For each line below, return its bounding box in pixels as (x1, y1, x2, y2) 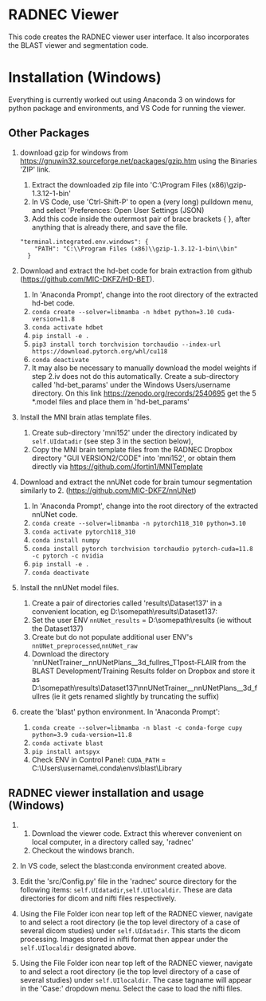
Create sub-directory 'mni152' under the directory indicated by (31, 428, 237, 437)
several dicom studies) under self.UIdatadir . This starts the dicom (19, 925, 241, 935)
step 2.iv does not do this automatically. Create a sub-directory (31, 371, 239, 380)
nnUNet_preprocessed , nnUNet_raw (31, 640, 138, 650)
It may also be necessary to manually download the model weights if (31, 363, 257, 372)
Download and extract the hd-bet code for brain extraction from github (19, 266, 252, 275)
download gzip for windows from (19, 148, 129, 157)
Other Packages (8, 126, 90, 140)
